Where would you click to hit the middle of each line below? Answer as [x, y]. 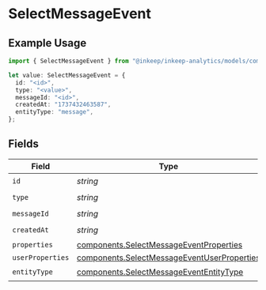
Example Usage [47, 43]
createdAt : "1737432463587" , [63, 105]
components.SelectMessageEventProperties [160, 244]
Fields [24, 144]
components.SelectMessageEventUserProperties [168, 258]
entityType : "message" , [54, 112]
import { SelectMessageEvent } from [68, 61]
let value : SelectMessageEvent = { [67, 75]
